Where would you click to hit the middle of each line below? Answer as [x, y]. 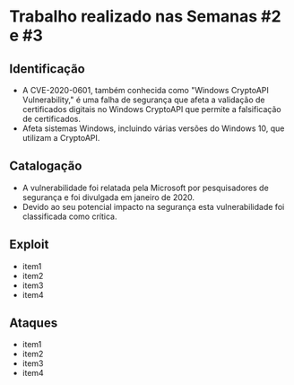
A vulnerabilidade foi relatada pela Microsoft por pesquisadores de [145, 188]
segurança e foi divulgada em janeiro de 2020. [108, 197]
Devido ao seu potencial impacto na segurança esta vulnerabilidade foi [153, 206]
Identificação [47, 69]
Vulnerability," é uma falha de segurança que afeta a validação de [143, 100]
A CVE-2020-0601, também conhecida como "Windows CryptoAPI [145, 90]
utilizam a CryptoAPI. [61, 138]
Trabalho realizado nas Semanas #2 [145, 17]
